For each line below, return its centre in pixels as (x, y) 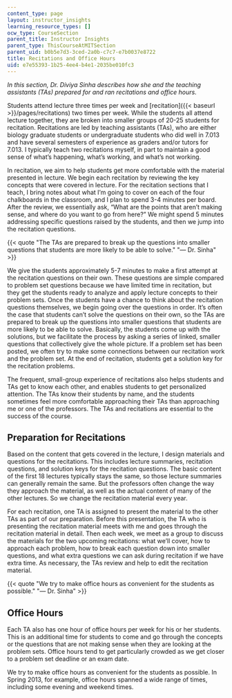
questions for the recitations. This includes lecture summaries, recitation (110, 462)
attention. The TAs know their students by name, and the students (101, 394)
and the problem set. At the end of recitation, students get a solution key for (115, 358)
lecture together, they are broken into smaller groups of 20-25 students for (113, 120)
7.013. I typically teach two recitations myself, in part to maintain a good (109, 149)
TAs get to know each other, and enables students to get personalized (107, 386)
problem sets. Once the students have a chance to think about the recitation (115, 300)
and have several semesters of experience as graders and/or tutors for (108, 142)
